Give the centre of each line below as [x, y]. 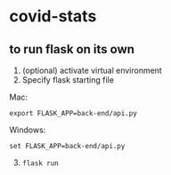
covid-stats [53, 16]
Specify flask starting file [68, 80]
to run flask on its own [72, 49]
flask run [41, 163]
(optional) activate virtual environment [92, 70]
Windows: [28, 130]
